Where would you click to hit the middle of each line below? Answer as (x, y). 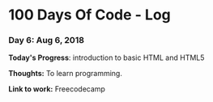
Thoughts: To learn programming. (66, 74)
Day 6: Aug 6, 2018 (47, 40)
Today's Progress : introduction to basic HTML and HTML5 (106, 57)
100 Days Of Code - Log (90, 15)
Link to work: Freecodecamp (57, 89)
